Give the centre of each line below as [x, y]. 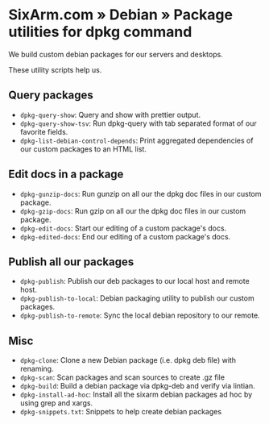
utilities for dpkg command [100, 32]
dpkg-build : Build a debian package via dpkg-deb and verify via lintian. [137, 386]
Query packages [51, 96]
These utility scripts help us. [55, 69]
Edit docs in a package [66, 175]
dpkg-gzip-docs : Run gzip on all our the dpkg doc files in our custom [133, 210]
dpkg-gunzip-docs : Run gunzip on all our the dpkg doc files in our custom [141, 193]
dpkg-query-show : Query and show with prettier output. [110, 114]
